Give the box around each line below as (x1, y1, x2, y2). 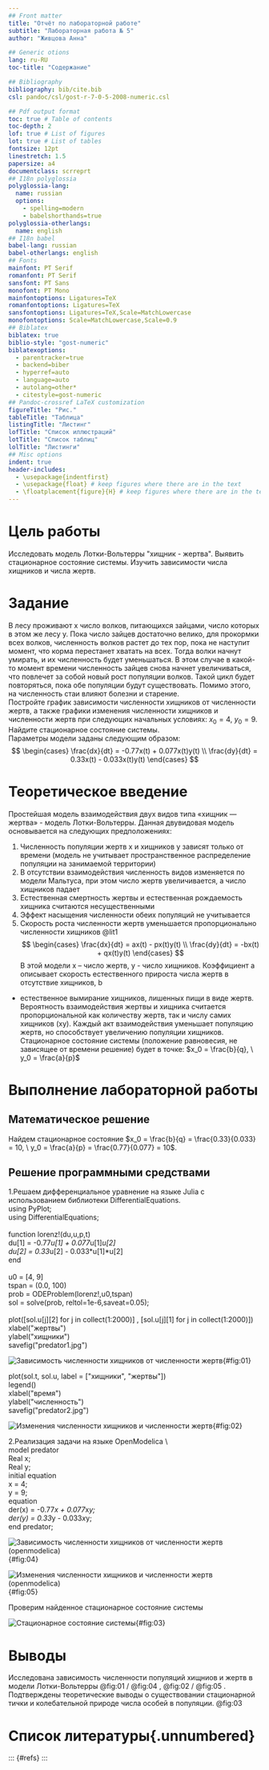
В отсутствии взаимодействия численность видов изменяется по (19, 867, 246, 877)
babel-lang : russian (8, 242, 78, 250)
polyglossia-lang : (8, 182, 70, 190)
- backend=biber (15, 361, 70, 369)
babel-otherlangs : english (8, 250, 98, 258)
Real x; (8, 1454, 31, 1463)
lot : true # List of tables (8, 137, 102, 145)
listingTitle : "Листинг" (8, 420, 91, 429)
